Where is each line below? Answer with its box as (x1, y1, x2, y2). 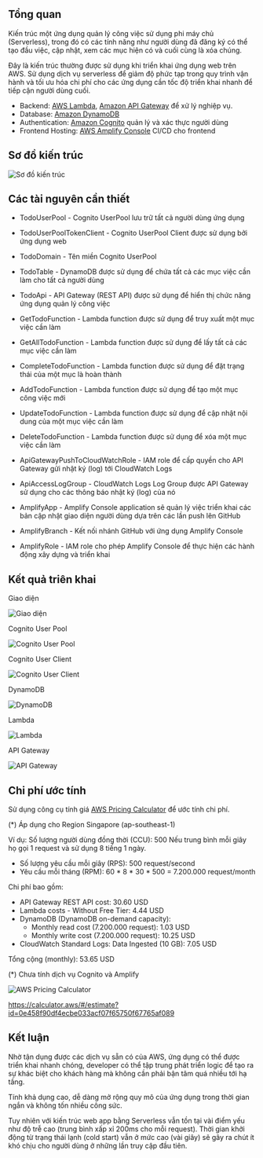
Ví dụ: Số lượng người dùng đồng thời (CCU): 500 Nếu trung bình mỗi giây (8, 835, 247, 845)
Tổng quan (8, 8, 62, 21)
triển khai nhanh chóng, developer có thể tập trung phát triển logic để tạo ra (8, 1060, 254, 1069)
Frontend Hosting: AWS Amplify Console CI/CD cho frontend (19, 126, 216, 135)
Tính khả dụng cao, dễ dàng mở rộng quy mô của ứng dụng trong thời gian (8, 1092, 250, 1101)
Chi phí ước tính (8, 783, 86, 797)
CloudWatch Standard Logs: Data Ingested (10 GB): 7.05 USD (19, 940, 217, 949)
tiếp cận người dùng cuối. (8, 86, 91, 95)
